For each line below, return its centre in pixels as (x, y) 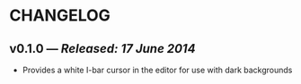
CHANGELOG (60, 16)
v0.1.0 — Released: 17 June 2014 (102, 49)
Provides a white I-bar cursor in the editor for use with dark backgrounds (157, 70)
